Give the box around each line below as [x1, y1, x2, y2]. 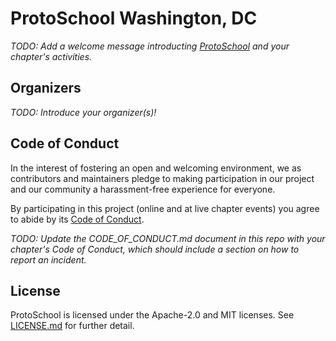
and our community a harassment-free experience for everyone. [10, 183, 276, 195]
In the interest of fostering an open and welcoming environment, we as [10, 162, 302, 174]
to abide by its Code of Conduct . [10, 213, 145, 225]
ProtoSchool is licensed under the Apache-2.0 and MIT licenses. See [10, 309, 295, 321]
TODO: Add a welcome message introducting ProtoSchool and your [10, 40, 290, 52]
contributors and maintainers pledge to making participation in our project [10, 172, 315, 184]
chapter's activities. [10, 50, 93, 62]
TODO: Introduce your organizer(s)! [10, 106, 157, 118]
